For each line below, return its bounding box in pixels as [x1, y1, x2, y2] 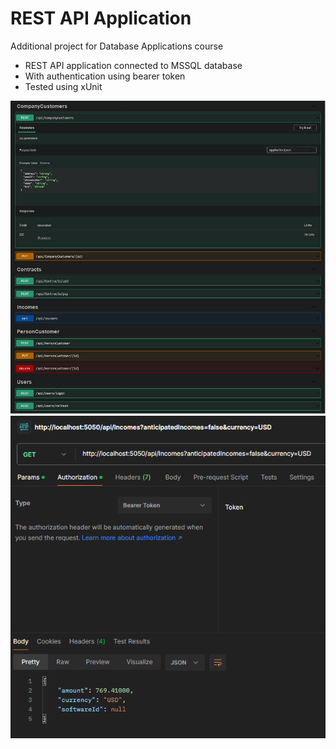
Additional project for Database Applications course [10, 40, 224, 52]
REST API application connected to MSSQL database [24, 59, 243, 71]
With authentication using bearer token [24, 70, 186, 82]
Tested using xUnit [24, 80, 103, 92]
